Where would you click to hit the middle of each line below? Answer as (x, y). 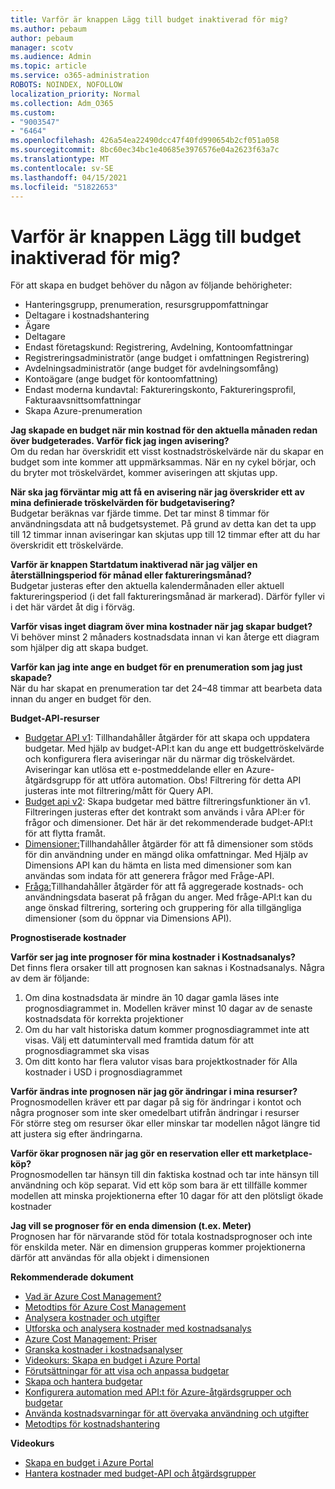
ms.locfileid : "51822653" (64, 187)
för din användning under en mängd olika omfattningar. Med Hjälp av (166, 855)
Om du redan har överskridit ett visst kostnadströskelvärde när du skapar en (167, 452)
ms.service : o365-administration (80, 76)
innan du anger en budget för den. (81, 699)
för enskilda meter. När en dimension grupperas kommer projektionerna (158, 1247)
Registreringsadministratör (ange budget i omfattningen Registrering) (167, 358)
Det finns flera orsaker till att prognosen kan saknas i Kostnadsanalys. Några (167, 968)
